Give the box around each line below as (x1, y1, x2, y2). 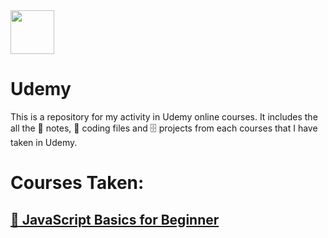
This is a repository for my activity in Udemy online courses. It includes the (10, 110, 318, 123)
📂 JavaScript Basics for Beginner (10, 211, 220, 228)
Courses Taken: (10, 172, 145, 194)
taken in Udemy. (10, 136, 78, 148)
